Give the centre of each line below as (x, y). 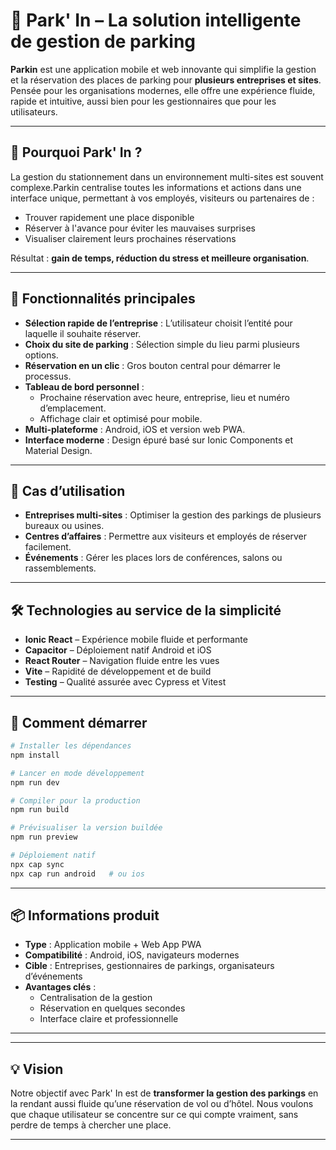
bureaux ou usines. (64, 526)
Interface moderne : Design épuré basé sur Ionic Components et (159, 440)
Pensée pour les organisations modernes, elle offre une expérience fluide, (163, 90)
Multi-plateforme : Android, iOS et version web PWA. (135, 429)
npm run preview (44, 837)
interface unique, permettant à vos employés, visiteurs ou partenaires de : (162, 198)
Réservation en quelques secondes (112, 1008)
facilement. (48, 547)
